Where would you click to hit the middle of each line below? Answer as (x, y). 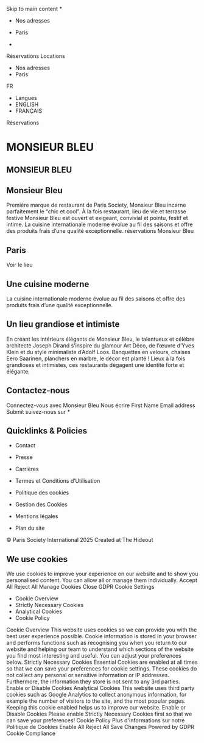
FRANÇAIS (29, 111)
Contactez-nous (38, 390)
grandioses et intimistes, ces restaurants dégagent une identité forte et (95, 364)
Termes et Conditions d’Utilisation (58, 481)
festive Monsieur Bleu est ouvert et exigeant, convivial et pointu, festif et (97, 218)
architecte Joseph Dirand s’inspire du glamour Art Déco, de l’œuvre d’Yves (100, 345)
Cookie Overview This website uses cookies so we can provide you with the (102, 630)
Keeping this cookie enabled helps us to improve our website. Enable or (96, 708)
